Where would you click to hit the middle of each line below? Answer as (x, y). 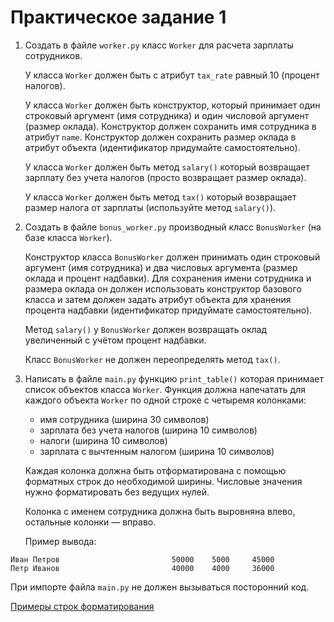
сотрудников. (53, 55)
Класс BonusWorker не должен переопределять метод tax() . (152, 359)
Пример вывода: (60, 541)
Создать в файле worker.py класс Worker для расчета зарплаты (159, 45)
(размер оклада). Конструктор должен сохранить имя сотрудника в (170, 126)
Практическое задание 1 (118, 17)
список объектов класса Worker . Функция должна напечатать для (165, 389)
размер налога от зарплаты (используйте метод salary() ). (150, 207)
